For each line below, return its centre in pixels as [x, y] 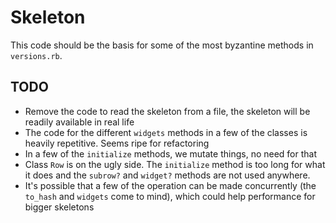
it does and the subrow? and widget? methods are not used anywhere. [167, 175]
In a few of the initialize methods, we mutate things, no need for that [171, 153]
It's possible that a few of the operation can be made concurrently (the [170, 185]
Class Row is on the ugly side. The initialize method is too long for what [175, 164]
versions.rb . [36, 55]
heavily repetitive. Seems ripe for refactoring [117, 143]
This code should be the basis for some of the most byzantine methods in [162, 45]
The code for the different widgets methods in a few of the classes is [166, 132]
